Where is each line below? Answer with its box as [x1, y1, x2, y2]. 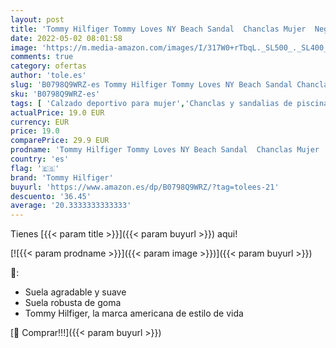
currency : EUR [10, 117, 70, 127]
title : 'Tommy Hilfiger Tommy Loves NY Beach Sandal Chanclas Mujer [10, 24, 307, 34]
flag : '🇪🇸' [10, 163, 60, 173]
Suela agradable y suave [24, 286, 127, 298]
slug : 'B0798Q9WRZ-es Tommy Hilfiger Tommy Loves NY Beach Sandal [10, 80, 293, 90]
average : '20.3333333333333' [10, 201, 132, 211]
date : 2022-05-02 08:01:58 [10, 33, 123, 43]
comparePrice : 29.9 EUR [10, 136, 110, 146]
